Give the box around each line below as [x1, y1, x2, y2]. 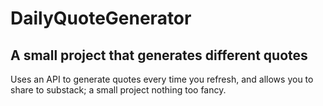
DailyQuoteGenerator [10, 7, 192, 30]
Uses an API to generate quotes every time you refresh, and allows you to [10, 73, 314, 85]
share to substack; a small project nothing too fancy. [10, 84, 227, 96]
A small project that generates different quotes [10, 47, 308, 64]
